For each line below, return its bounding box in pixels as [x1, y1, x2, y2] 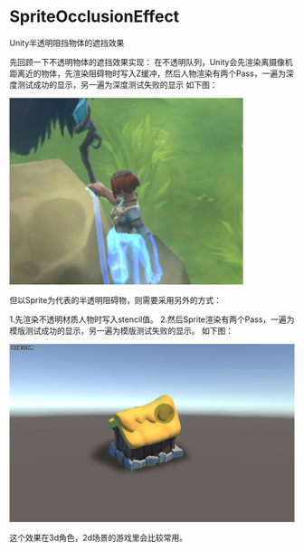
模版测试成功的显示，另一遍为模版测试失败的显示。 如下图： [9, 325, 233, 336]
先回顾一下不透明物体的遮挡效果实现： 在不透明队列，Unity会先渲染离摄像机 [9, 56, 293, 67]
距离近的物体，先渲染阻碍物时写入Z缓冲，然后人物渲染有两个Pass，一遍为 [9, 68, 287, 79]
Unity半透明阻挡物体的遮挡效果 [9, 37, 125, 48]
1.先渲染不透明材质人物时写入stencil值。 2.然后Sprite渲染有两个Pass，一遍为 [9, 314, 295, 325]
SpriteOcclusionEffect [9, 6, 180, 27]
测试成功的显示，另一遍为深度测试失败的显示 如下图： [16, 79, 218, 90]
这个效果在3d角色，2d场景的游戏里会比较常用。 [9, 532, 188, 544]
